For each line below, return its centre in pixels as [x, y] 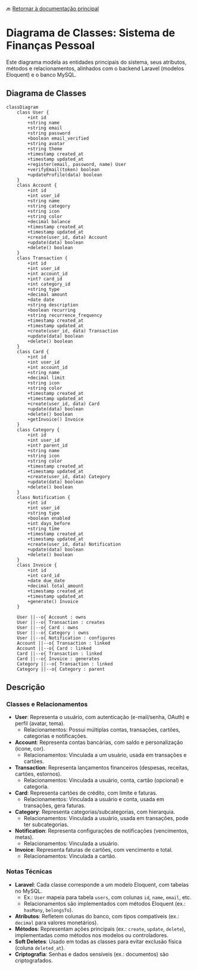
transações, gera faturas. [54, 806]
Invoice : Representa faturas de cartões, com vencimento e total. [94, 850]
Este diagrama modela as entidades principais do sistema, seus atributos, [96, 62]
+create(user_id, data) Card [64, 404]
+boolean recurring [52, 310]
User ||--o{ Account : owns [51, 617]
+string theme [45, 149]
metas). [24, 837]
